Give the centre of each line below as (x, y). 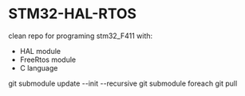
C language (39, 67)
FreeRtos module (48, 60)
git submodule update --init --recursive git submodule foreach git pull (123, 83)
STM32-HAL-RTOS (73, 14)
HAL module (40, 51)
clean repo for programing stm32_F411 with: (81, 36)
